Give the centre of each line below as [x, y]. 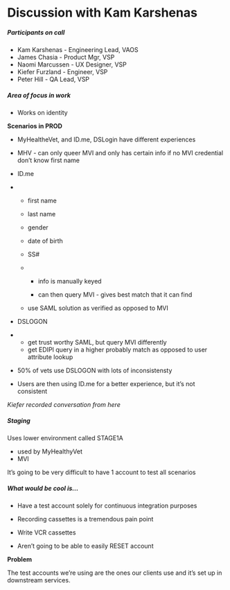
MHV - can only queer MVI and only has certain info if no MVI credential [120, 153]
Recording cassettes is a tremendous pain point [85, 519]
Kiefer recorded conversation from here [64, 405]
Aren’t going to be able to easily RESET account [85, 546]
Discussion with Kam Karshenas [102, 13]
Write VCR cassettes [46, 532]
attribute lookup [50, 357]
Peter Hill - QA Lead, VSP [53, 79]
